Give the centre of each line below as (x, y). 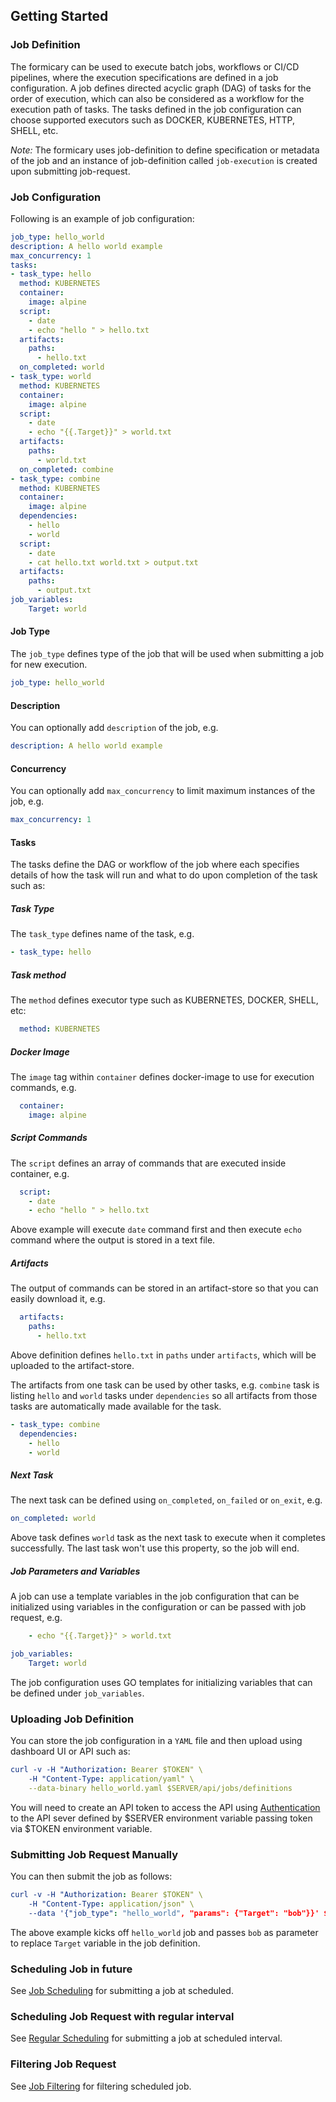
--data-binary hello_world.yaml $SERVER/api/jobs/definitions (160, 1788)
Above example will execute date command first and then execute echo (156, 1230)
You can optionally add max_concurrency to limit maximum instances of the (163, 791)
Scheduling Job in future (71, 1969)
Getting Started (59, 16)
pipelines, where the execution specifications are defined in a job (144, 77)
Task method (38, 975)
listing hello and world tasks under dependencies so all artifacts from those (164, 1395)
